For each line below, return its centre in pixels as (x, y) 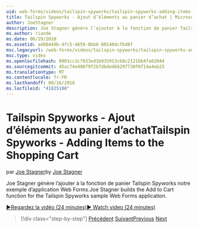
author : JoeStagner (30, 22)
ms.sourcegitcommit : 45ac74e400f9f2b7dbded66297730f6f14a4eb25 (85, 66)
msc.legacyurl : (25, 50)
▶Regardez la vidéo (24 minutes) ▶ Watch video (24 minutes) (81, 207)
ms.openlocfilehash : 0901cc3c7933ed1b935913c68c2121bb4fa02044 (85, 61)
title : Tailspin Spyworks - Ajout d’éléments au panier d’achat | (89, 17)
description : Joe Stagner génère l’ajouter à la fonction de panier (92, 28)
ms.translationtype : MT (35, 72)
